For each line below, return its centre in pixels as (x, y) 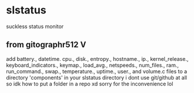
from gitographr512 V (46, 45)
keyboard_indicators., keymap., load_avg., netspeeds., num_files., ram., (93, 65)
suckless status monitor (35, 26)
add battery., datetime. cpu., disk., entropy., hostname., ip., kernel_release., (97, 58)
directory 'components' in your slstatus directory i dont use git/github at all (96, 77)
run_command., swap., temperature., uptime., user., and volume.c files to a (97, 71)
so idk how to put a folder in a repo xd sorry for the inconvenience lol (90, 84)
